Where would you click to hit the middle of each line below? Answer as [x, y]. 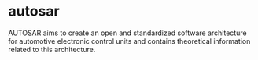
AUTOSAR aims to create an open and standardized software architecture [127, 33]
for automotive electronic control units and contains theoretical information [129, 41]
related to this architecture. [52, 49]
